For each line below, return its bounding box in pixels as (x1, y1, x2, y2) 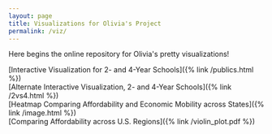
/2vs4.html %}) (8, 91, 59, 101)
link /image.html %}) (8, 108, 77, 118)
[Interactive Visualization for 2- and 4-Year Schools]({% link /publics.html (8, 65, 254, 75)
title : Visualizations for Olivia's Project (8, 19, 162, 28)
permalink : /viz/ (8, 27, 67, 35)
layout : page (8, 11, 53, 20)
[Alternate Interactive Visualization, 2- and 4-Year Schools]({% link (8, 82, 232, 92)
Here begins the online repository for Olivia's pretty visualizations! (8, 50, 230, 59)
